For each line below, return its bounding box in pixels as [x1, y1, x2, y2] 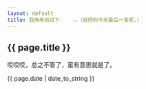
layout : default [7, 10, 54, 17]
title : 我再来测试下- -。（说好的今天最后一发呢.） [7, 16, 143, 23]
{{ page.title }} [7, 42, 71, 53]
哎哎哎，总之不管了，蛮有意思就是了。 [7, 61, 116, 69]
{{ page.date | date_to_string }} [7, 75, 95, 83]
